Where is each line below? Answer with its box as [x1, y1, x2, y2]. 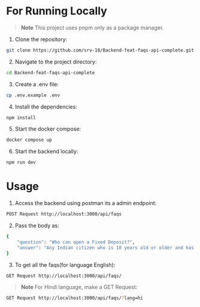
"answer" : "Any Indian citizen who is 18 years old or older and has [17, 245, 195, 251]
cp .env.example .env [6, 92, 60, 98]
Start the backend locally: [14, 148, 78, 155]
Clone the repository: [14, 35, 68, 43]
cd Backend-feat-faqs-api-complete [6, 70, 95, 76]
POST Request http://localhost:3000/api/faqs [6, 211, 122, 217]
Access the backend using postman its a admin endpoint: [14, 200, 157, 207]
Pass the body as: [14, 222, 59, 229]
